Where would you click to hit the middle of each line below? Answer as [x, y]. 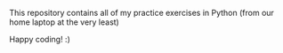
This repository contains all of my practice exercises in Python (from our [141, 13]
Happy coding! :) [40, 39]
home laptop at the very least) [65, 22]
